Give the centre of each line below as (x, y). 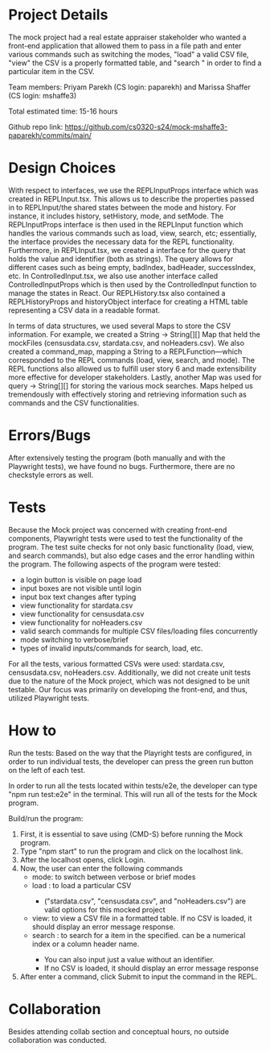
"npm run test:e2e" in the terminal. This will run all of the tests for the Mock (133, 794)
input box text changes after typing (78, 596)
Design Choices (62, 168)
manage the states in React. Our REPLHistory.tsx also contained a (117, 293)
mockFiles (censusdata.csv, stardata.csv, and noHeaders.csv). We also (127, 343)
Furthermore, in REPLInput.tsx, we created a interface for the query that (127, 250)
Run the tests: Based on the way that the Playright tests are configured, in (130, 753)
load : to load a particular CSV (82, 885)
